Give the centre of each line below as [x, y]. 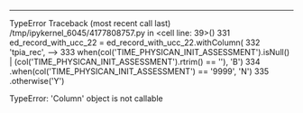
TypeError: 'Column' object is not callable [87, 99]
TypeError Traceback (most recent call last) [90, 23]
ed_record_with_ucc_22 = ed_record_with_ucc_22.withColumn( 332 [135, 42]
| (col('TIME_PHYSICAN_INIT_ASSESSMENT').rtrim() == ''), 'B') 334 [135, 61]
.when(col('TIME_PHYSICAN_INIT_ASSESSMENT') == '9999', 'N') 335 [139, 71]
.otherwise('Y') [37, 81]
